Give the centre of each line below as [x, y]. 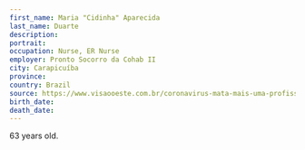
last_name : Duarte [44, 26]
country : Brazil [40, 85]
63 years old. [34, 136]
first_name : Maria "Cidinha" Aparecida [85, 18]
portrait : [28, 43]
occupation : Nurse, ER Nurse [64, 52]
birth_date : [32, 102]
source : [24, 93]
